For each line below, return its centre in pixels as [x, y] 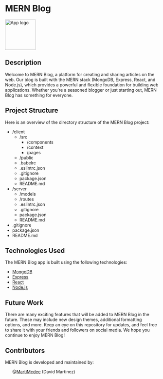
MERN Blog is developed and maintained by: [49, 362]
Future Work [24, 303]
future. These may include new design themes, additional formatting [73, 319]
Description [23, 63]
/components [40, 142]
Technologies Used [35, 250]
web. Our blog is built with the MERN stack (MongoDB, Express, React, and [80, 80]
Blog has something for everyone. [39, 95]
